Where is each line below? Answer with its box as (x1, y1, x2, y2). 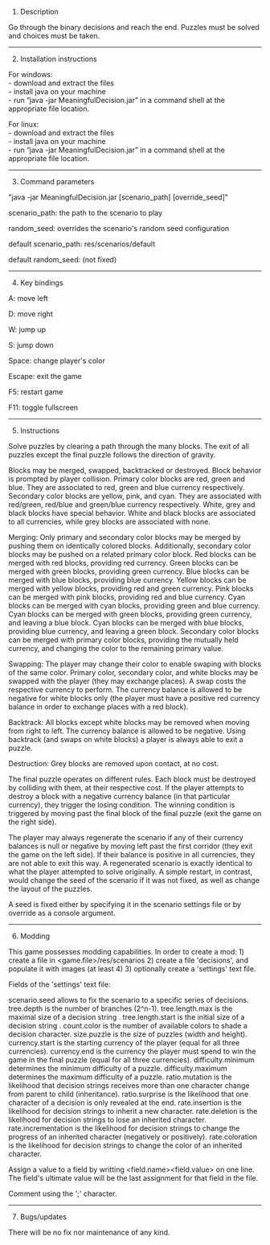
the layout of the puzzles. (8, 884, 92, 893)
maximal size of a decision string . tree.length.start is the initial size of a (8, 1012, 245, 1021)
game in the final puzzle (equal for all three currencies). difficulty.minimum (8, 1055, 256, 1065)
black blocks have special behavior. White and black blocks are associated (8, 509, 256, 517)
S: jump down (8, 340, 54, 349)
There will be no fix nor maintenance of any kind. (8, 1227, 170, 1237)
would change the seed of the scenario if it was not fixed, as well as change (8, 876, 260, 884)
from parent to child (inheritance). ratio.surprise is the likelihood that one (8, 1090, 249, 1099)
